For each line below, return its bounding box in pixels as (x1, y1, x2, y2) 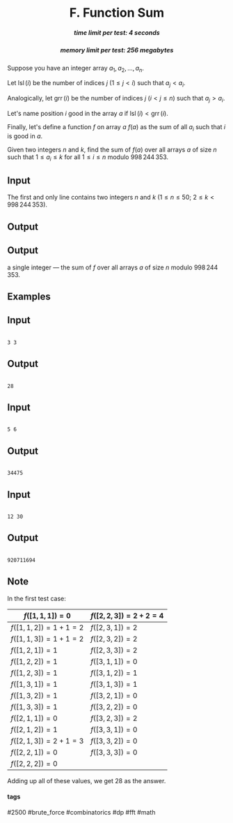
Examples (7, 290, 51, 302)
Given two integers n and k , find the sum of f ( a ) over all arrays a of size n (7, 145, 217, 154)
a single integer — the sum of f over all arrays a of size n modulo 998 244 (7, 263, 218, 272)
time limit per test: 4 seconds (74, 28, 160, 36)
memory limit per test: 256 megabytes (60, 46, 174, 54)
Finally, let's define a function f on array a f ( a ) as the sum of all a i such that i (7, 122, 226, 133)
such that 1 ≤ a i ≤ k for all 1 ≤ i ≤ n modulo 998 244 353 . (7, 152, 169, 163)
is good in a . (7, 131, 43, 140)
